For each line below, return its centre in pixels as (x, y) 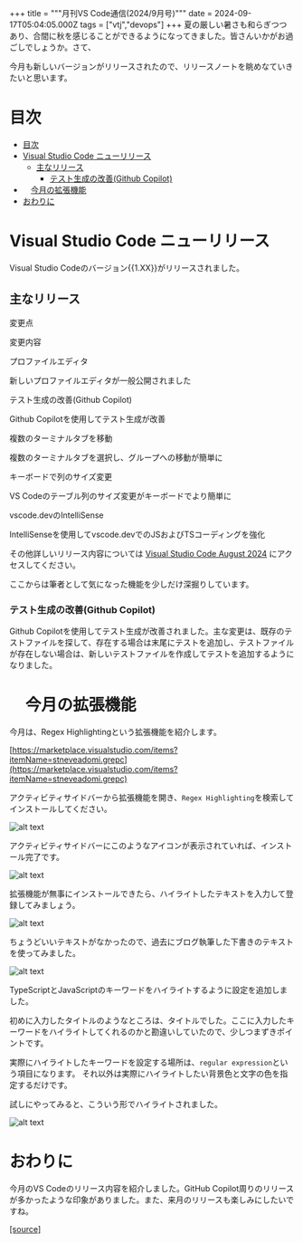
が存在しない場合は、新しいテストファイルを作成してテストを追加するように (152, 654)
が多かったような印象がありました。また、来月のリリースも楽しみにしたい (148, 1200)
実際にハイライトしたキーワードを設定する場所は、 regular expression (141, 1062)
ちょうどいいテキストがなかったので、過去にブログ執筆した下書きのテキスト (151, 942)
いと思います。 (44, 78)
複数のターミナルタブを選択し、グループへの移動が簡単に (116, 457)
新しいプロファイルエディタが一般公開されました (100, 380)
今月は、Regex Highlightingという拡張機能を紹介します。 (115, 731)
